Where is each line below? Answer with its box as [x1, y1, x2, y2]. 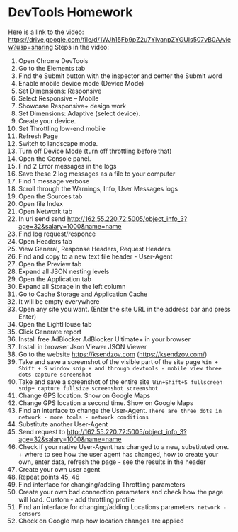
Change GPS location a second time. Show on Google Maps [18, 398, 193, 407]
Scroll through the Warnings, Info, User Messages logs [18, 184, 178, 193]
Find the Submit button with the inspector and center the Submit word [18, 72, 222, 80]
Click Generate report [18, 327, 82, 336]
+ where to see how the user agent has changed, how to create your [18, 450, 219, 458]
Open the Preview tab [18, 259, 82, 268]
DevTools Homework [8, 4, 133, 21]
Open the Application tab [18, 274, 91, 283]
